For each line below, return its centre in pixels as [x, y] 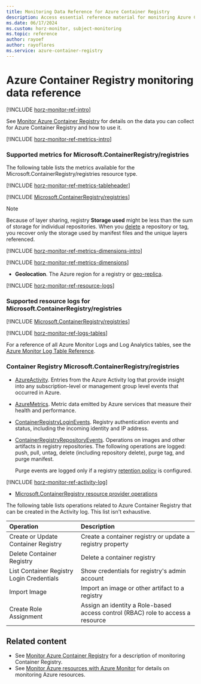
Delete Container [33, 554]
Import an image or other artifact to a [132, 588]
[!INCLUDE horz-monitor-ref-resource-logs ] [60, 285]
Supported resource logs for [48, 301]
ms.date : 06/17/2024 [32, 23]
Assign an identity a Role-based [126, 605]
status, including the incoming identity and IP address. [82, 428]
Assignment [26, 616]
